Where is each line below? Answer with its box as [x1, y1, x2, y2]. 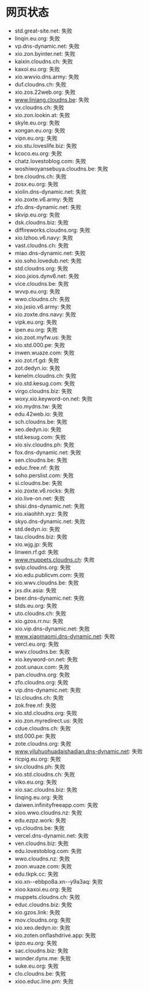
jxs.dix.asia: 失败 [14, 586, 57, 594]
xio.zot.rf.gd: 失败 [14, 356, 59, 364]
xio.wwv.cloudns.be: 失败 [14, 579, 79, 586]
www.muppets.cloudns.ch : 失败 [14, 556, 95, 563]
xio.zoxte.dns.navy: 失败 [14, 310, 77, 318]
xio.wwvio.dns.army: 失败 [14, 73, 80, 80]
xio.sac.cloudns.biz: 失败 [14, 786, 78, 793]
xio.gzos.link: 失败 [14, 908, 61, 916]
